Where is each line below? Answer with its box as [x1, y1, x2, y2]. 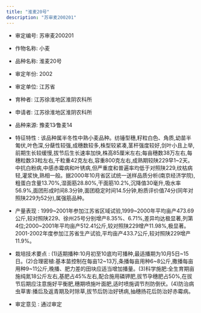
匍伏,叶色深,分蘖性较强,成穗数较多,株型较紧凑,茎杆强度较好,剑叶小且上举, [14, 141, 195, 149]
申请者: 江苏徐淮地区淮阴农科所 [14, 108, 92, 116]
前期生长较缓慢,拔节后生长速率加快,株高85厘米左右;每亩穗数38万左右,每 [14, 149, 193, 156]
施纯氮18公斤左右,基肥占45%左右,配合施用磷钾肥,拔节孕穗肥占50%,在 [14, 272, 188, 280]
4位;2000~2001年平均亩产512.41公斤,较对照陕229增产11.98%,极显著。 [14, 222, 190, 229]
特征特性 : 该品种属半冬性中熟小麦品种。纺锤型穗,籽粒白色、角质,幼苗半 [14, 134, 191, 141]
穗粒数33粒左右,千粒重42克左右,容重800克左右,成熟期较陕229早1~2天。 [14, 156, 193, 164]
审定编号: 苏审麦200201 [14, 31, 74, 39]
